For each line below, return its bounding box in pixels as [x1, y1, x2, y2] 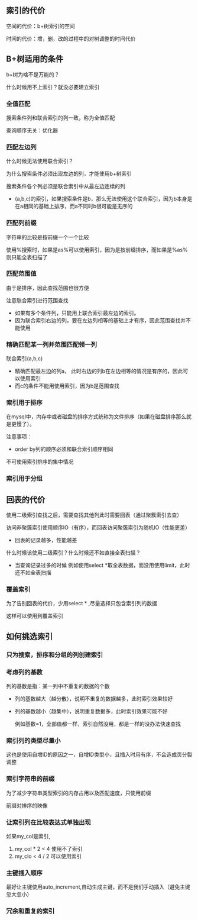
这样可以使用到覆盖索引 [6, 612, 63, 619]
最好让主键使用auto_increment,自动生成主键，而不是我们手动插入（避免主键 [6, 883, 191, 890]
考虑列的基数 [6, 668, 43, 676]
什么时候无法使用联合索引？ [6, 157, 74, 164]
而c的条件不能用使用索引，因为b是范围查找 [14, 382, 120, 389]
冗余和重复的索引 [6, 907, 55, 915]
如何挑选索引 [6, 631, 53, 641]
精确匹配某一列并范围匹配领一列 [6, 340, 98, 348]
